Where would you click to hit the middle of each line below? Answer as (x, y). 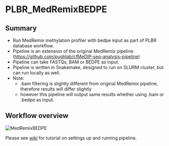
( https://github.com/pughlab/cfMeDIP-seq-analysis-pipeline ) (76, 56)
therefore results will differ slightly (56, 89)
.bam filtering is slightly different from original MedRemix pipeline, (89, 83)
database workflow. (33, 46)
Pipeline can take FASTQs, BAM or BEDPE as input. (66, 62)
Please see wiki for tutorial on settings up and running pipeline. (71, 138)
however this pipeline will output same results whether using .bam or (92, 94)
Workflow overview (37, 116)
